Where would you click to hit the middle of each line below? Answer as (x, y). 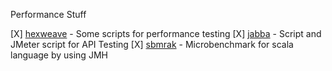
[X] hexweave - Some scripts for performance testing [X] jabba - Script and (166, 33)
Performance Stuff (48, 14)
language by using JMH (59, 55)
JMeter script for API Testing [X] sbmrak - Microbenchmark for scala (152, 44)
